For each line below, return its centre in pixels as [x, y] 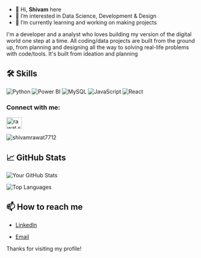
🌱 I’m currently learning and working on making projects [86, 22]
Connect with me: [33, 107]
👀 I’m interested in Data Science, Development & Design [86, 16]
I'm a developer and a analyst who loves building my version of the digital [99, 34]
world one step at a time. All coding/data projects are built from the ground [100, 41]
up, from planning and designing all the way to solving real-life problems [98, 47]
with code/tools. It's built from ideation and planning [72, 54]
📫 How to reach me [45, 207]
